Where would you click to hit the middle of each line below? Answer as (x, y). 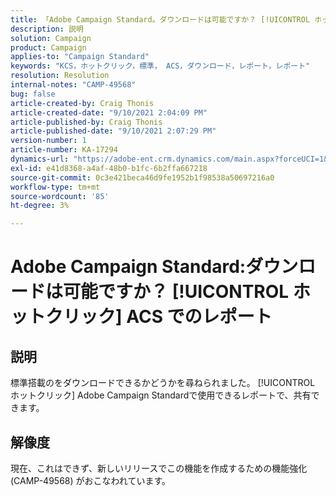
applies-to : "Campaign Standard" (80, 57)
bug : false (33, 94)
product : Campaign (48, 47)
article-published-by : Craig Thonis (86, 122)
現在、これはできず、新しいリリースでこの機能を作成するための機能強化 (159, 468)
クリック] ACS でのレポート (159, 317)
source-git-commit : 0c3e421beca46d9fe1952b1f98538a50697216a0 (142, 177)
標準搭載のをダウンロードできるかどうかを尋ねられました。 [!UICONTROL (163, 383)
